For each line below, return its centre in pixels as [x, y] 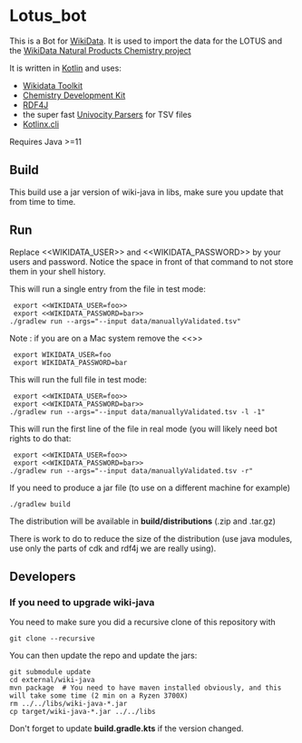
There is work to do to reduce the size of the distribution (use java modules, [151, 538]
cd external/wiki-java [52, 680]
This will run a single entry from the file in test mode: [107, 289]
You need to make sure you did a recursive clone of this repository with [143, 622]
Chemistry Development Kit [74, 95]
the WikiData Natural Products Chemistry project [101, 50]
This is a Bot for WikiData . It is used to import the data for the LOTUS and [146, 41]
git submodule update [50, 672]
